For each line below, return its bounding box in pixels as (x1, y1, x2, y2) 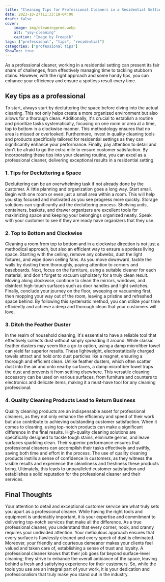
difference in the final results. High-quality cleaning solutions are (5, 429, 136, 435)
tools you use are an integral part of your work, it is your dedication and (5, 566, 150, 572)
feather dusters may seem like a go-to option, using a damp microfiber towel (5, 343, 160, 349)
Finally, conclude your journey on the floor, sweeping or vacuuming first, (5, 288, 152, 293)
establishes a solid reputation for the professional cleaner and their (5, 471, 141, 477)
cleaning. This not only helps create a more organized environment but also (5, 110, 158, 116)
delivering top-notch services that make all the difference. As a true (5, 519, 142, 525)
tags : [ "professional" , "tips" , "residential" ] (5, 39, 105, 44)
